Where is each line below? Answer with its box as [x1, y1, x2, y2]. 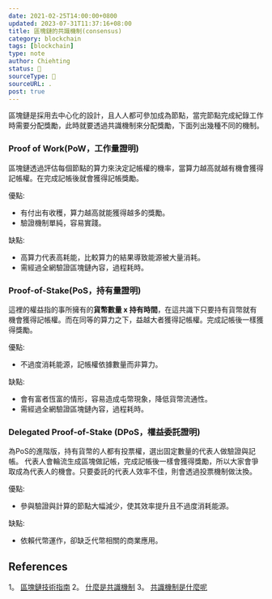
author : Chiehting [8, 58, 70, 66]
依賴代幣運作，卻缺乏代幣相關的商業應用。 [19, 536, 163, 545]
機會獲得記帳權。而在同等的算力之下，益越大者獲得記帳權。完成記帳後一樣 [8, 314, 257, 325]
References [8, 559, 68, 573]
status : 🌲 [8, 65, 42, 73]
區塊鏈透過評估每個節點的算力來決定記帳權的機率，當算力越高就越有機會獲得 [8, 163, 264, 173]
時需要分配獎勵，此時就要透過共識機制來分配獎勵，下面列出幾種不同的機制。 [8, 121, 264, 131]
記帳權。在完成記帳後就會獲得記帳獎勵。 [8, 173, 143, 183]
